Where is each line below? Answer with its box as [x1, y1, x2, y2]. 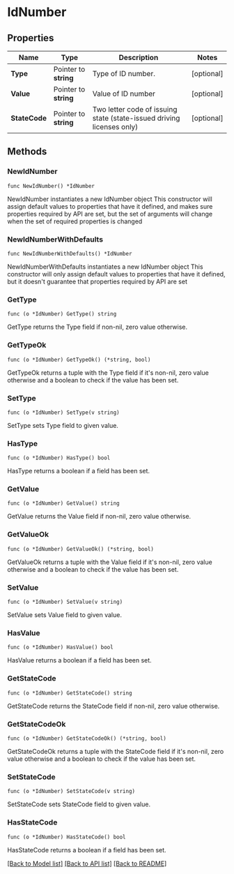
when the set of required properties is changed [7, 217, 143, 225]
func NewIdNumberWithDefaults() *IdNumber [7, 250, 132, 257]
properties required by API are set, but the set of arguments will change [7, 209, 213, 218]
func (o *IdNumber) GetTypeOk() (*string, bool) [7, 356, 151, 363]
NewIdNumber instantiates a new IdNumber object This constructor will [7, 195, 212, 203]
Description [118, 53, 159, 62]
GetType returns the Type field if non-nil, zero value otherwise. [7, 323, 188, 332]
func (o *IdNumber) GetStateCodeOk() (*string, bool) [7, 734, 167, 742]
